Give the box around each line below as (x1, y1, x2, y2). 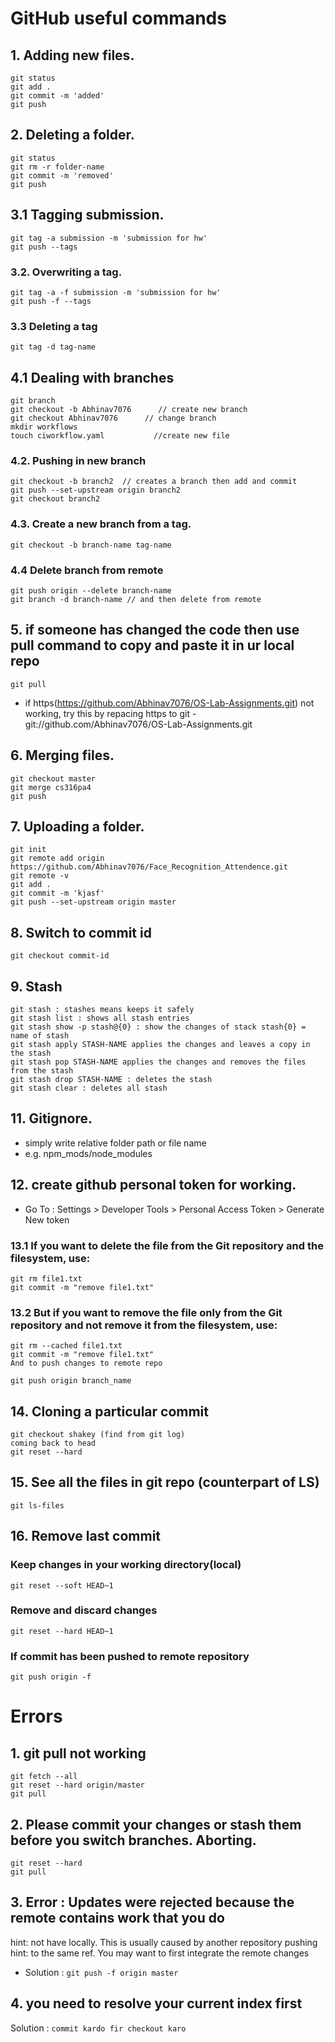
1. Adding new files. (10, 47, 135, 64)
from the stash (10, 1065, 74, 1076)
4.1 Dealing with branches (10, 369, 175, 386)
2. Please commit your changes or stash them (10, 1816, 302, 1833)
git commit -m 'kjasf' (10, 888, 105, 899)
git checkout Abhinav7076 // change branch (10, 413, 217, 424)
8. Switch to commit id (10, 924, 152, 941)
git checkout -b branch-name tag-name (10, 540, 172, 550)
